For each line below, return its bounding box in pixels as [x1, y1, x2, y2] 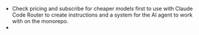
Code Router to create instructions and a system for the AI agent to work [11, 11, 193, 18]
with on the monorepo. [11, 18, 69, 24]
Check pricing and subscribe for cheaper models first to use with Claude [11, 5, 193, 12]
